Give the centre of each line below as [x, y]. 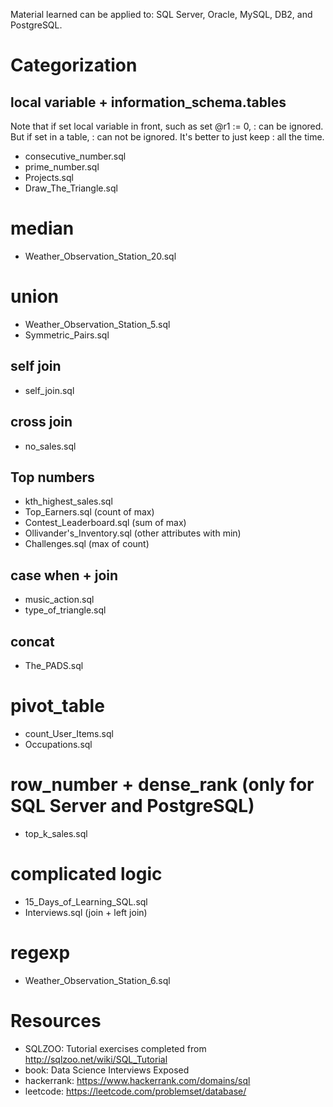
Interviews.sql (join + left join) [86, 912]
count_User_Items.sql [69, 733]
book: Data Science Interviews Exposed [107, 1070]
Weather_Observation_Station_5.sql [97, 324]
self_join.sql [49, 390]
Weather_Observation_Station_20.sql [100, 256]
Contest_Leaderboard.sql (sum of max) [105, 523]
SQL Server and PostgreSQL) [132, 806]
